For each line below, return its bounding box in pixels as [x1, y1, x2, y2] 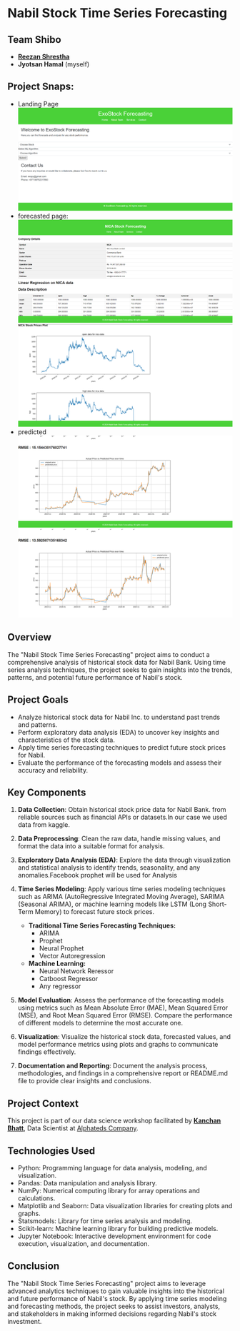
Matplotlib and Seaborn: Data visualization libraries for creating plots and [17, 1202, 233, 1210]
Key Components [7, 786, 86, 798]
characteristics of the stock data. [17, 735, 116, 744]
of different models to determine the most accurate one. [17, 1019, 184, 1028]
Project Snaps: [7, 81, 74, 93]
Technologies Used [7, 1145, 95, 1157]
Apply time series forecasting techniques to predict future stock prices [17, 743, 226, 751]
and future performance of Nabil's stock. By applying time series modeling [7, 1294, 227, 1302]
